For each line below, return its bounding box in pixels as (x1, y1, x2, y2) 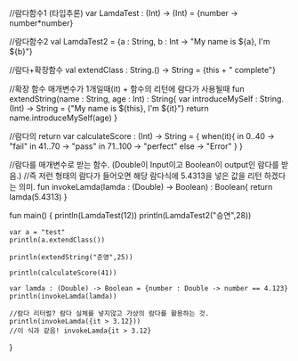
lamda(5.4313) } (9, 192, 68, 202)
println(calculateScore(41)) (9, 268, 117, 277)
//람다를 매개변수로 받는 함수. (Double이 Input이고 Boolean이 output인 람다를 (9, 160, 280, 169)
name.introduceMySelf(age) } (9, 112, 118, 123)
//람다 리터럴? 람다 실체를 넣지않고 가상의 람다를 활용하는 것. (9, 309, 210, 318)
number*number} (9, 18, 74, 29)
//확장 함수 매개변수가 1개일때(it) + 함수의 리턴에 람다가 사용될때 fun (9, 84, 245, 94)
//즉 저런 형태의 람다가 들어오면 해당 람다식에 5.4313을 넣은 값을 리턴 (23, 170, 262, 181)
